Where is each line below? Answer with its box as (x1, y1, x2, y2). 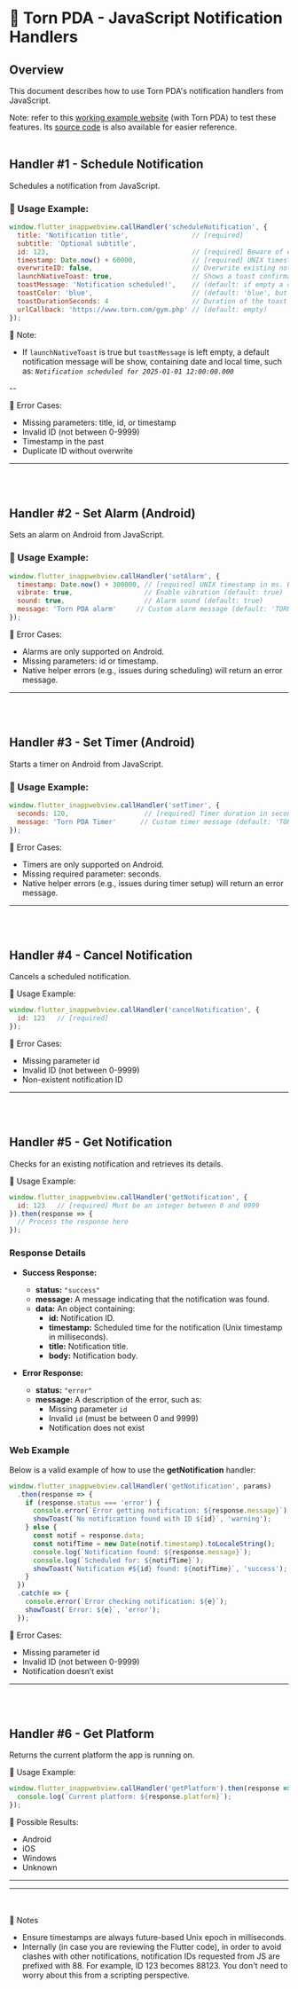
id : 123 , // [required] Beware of (17, 248, 284, 256)
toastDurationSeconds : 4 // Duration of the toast (17, 296, 288, 305)
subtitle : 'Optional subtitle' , (17, 239, 137, 248)
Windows (21, 1853, 57, 1864)
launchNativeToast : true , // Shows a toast (17, 272, 255, 281)
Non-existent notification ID (21, 1074, 123, 1085)
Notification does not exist (48, 1422, 145, 1433)
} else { (25, 1523, 58, 1532)
